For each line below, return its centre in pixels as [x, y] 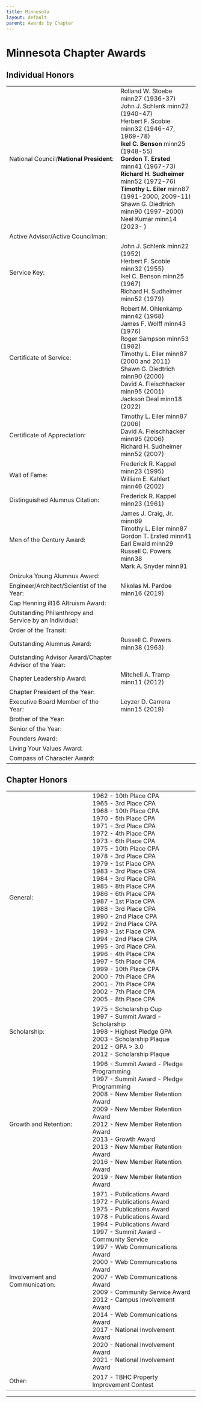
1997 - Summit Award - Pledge [138, 1079]
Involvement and [33, 1277]
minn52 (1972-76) [148, 181]
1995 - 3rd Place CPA [124, 946]
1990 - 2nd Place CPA [125, 916]
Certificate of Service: [40, 358]
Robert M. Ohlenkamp [151, 309]
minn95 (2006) [142, 439]
